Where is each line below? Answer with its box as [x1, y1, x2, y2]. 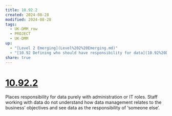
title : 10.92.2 [5, 7, 38, 13]
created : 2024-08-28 [5, 12, 50, 17]
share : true [5, 55, 31, 60]
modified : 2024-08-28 [5, 17, 52, 22]
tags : [5, 21, 17, 27]
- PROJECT [10, 31, 31, 36]
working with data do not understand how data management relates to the [5, 99, 162, 105]
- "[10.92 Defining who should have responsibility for [10, 50, 132, 55]
